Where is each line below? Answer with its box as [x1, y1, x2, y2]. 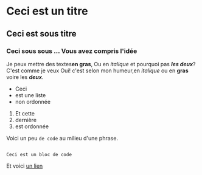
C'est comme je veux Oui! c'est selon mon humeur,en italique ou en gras [6, 67, 189, 74]
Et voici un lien [6, 162, 43, 170]
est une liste [15, 91, 46, 98]
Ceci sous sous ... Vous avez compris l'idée [6, 47, 138, 55]
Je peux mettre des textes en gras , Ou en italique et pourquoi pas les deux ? [6, 60, 196, 67]
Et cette [15, 109, 35, 117]
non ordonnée [15, 98, 50, 105]
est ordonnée [15, 123, 49, 130]
